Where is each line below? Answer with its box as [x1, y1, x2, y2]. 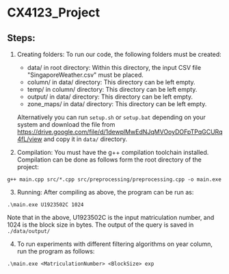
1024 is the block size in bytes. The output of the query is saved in [7, 221, 194, 229]
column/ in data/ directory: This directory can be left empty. [27, 78, 196, 86]
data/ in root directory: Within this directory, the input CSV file [27, 64, 202, 71]
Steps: [7, 32, 36, 44]
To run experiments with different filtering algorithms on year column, [16, 240, 213, 248]
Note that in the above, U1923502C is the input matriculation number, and [7, 214, 215, 221]
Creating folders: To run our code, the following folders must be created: [16, 50, 222, 58]
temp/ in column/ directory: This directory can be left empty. [27, 86, 198, 93]
